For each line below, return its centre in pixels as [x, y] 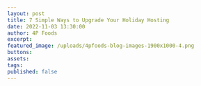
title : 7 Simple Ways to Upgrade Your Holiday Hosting [88, 20]
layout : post [26, 14]
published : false [32, 71]
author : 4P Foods [32, 33]
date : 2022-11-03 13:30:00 [46, 26]
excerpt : [20, 40]
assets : [18, 59]
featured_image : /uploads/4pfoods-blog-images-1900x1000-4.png [101, 46]
